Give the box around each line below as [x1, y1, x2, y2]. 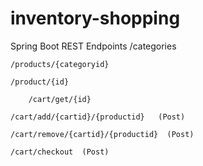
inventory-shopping [10, 7, 181, 30]
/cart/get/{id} [28, 94, 92, 104]
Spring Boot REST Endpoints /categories [10, 40, 177, 52]
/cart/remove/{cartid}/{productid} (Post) [10, 129, 195, 139]
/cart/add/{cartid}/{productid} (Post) [10, 112, 186, 122]
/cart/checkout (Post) [10, 147, 110, 157]
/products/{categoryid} [10, 59, 110, 69]
